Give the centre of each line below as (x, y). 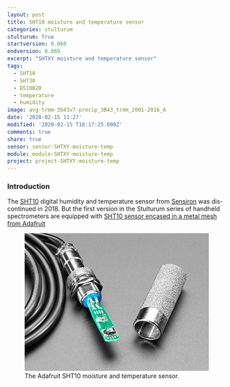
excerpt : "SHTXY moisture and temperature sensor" (82, 59)
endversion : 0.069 (34, 51)
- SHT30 (25, 81)
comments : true (29, 132)
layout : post (26, 15)
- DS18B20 (27, 88)
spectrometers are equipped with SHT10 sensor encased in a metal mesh (112, 216)
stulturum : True (31, 37)
